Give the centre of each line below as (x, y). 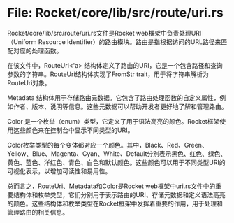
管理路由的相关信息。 (38, 212)
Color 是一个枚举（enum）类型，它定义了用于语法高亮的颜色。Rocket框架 (114, 121)
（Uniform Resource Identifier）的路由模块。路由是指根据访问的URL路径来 (114, 42)
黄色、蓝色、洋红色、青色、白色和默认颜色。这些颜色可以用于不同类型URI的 (116, 162)
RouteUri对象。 (29, 82)
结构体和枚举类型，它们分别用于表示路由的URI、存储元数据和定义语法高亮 (119, 194)
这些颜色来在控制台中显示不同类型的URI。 (73, 130)
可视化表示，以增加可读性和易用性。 (59, 171)
